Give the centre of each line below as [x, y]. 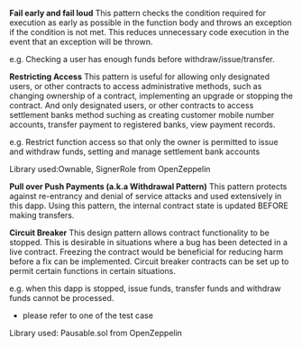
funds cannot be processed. [62, 298]
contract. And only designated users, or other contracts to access [132, 105]
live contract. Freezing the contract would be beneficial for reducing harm [146, 252]
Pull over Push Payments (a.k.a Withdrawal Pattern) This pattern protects [148, 187]
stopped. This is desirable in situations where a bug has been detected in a [149, 242]
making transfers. [42, 215]
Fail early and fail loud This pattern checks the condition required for [138, 13]
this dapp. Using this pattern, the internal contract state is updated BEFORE [149, 205]
